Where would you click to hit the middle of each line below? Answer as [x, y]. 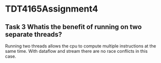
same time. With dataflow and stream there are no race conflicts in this [76, 51]
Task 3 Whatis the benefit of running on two [73, 27]
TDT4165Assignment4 [52, 9]
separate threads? [34, 34]
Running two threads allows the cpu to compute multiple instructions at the [81, 46]
